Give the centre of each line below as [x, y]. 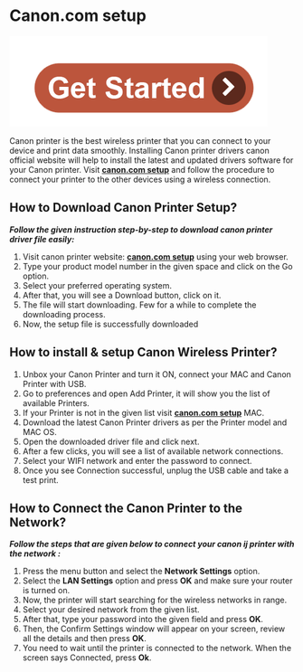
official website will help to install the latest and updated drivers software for [151, 160]
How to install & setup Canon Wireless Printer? [143, 352]
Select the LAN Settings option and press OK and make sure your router [157, 581]
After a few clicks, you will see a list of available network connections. [153, 451]
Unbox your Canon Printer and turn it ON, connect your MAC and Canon [157, 374]
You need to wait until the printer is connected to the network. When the [157, 648]
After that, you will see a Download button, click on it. [122, 295]
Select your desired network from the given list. [111, 610]
